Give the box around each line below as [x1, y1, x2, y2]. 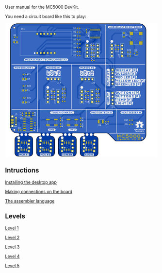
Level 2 [5, 234, 20, 240]
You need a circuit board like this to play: [5, 14, 86, 19]
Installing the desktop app [5, 179, 57, 185]
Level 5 [5, 262, 20, 269]
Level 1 [5, 225, 19, 231]
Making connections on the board [5, 188, 73, 194]
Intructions [5, 166, 39, 174]
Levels [5, 212, 26, 221]
